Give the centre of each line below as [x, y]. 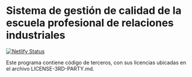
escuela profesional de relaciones [90, 23]
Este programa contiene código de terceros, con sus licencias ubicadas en [96, 63]
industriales [36, 35]
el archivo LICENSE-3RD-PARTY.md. [50, 68]
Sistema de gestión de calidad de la [94, 11]
